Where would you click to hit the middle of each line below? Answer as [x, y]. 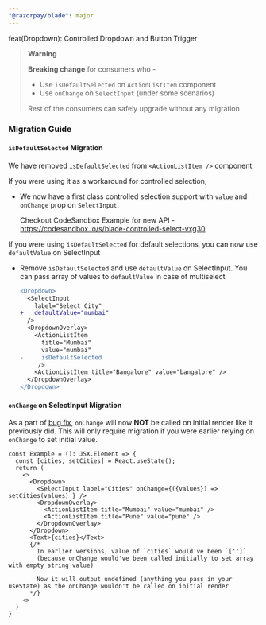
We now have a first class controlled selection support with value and [133, 196]
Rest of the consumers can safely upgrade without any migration [134, 108]
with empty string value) [51, 565]
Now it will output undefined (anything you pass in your [135, 580]
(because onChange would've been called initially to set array [145, 559]
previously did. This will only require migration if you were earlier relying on [131, 431]
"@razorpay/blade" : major [51, 16]
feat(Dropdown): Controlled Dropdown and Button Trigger [103, 38]
